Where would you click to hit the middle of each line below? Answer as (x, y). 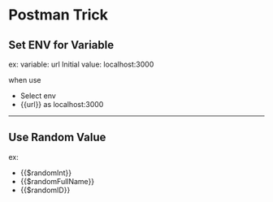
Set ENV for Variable (61, 45)
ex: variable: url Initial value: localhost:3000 (81, 64)
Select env (38, 96)
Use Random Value (57, 138)
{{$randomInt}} (45, 173)
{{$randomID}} (45, 190)
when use (25, 80)
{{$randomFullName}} (57, 181)
